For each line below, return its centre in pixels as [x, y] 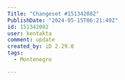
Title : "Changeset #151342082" [53, 14]
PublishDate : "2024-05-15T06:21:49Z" [63, 20]
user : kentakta [30, 33]
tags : [15, 53]
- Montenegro [33, 60]
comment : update [31, 40]
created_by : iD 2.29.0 [41, 46]
